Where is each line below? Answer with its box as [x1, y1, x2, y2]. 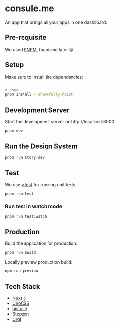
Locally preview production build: [5, 259, 72, 265]
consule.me [5, 3, 55, 14]
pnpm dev [5, 128, 23, 133]
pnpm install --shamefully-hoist [5, 92, 73, 97]
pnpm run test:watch [5, 214, 48, 219]
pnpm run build [5, 250, 36, 255]
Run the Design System [5, 142, 78, 150]
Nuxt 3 [12, 295, 26, 301]
